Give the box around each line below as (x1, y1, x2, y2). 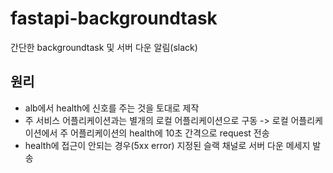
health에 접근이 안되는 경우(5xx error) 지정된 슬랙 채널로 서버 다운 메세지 (24, 139, 311, 151)
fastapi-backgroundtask (10, 7, 218, 30)
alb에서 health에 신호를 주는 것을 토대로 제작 (24, 102, 200, 114)
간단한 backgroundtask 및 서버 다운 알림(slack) (10, 41, 198, 53)
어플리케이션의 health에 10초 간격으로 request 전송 (70, 127, 270, 139)
